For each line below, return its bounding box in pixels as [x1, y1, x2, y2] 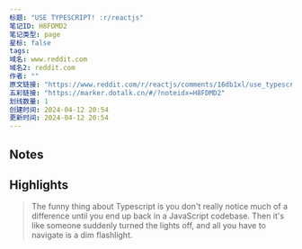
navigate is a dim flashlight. [31, 230, 133, 241]
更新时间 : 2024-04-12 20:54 [9, 113, 110, 122]
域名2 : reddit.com [9, 64, 75, 73]
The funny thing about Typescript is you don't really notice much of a [31, 201, 289, 212]
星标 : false [9, 38, 51, 48]
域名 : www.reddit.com [9, 55, 88, 64]
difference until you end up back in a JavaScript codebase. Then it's [31, 210, 285, 221]
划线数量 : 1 [9, 96, 49, 106]
